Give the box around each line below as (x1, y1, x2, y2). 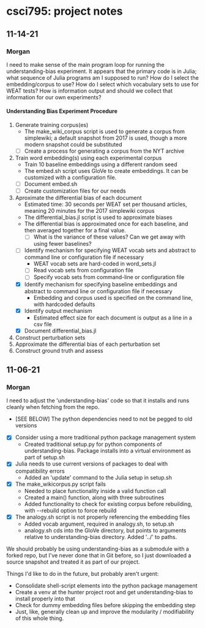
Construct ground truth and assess (15, 347, 103, 354)
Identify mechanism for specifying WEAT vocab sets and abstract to (24, 247, 196, 254)
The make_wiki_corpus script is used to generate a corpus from (24, 128, 185, 136)
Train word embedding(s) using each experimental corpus (15, 155, 162, 162)
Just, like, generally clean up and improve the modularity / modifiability (15, 608, 195, 615)
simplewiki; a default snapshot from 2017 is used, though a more (24, 134, 187, 142)
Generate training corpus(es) (15, 121, 89, 129)
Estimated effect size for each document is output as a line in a (33, 314, 193, 321)
